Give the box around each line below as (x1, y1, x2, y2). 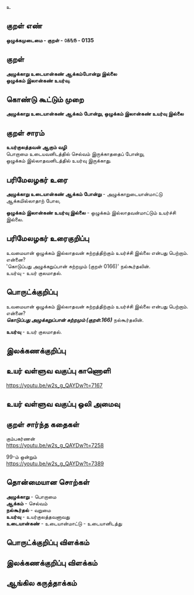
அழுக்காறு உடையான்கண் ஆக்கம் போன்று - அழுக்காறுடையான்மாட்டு (6, 191, 163, 198)
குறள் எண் (6, 21, 43, 31)
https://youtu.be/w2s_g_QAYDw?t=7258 (6, 442, 104, 449)
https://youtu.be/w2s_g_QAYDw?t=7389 (6, 460, 104, 468)
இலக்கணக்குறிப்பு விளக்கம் (6, 557, 98, 568)
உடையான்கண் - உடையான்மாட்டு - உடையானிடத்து (6, 519, 122, 527)
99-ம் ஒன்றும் (6, 453, 37, 460)
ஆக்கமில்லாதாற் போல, (6, 197, 61, 204)
